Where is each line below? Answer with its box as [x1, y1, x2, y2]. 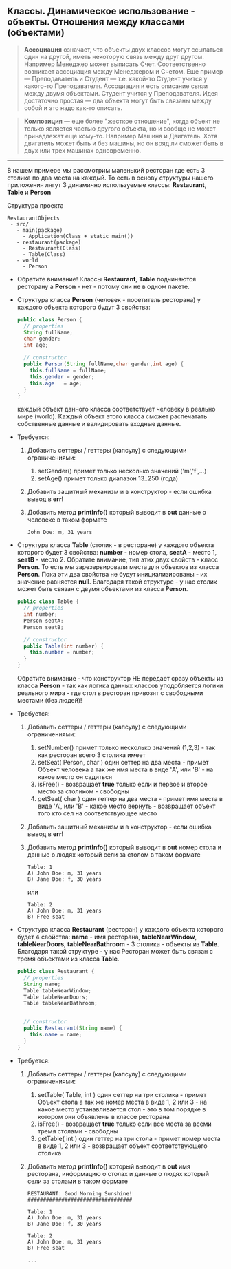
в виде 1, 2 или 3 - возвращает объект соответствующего [37, 1142, 208, 1150]
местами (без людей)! [16, 696, 82, 705]
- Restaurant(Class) [22, 244, 81, 252]
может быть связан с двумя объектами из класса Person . [16, 585, 188, 593]
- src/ [10, 220, 30, 228]
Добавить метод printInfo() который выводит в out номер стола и [27, 843, 222, 852]
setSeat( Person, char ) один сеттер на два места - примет [37, 758, 209, 767]
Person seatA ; [23, 617, 64, 624]
